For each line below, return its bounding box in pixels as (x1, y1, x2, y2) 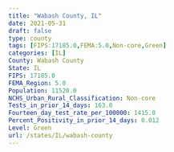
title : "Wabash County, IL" (8, 11, 103, 20)
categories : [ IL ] (8, 49, 67, 57)
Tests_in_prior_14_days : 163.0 (8, 101, 113, 109)
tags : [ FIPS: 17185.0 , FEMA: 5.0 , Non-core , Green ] (8, 42, 167, 50)
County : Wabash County (8, 57, 84, 65)
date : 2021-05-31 (8, 19, 67, 27)
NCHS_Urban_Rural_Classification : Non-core (8, 94, 156, 102)
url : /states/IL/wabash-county (8, 131, 113, 139)
